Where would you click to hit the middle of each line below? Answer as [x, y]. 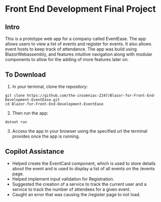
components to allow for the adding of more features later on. [67, 59]
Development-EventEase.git [32, 100]
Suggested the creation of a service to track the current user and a [79, 184]
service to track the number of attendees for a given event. [71, 189]
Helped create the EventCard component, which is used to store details [84, 163]
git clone [15, 95]
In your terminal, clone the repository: [50, 86]
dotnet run [16, 122]
